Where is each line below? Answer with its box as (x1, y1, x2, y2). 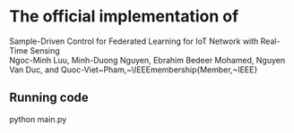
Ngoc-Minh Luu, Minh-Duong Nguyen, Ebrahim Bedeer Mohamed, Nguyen (9, 54, 285, 65)
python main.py (9, 113, 67, 124)
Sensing (30, 45, 60, 55)
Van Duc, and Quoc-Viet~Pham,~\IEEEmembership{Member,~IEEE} (9, 64, 258, 75)
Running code (9, 90, 90, 105)
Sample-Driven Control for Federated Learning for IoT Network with (9, 36, 259, 46)
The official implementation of (9, 6, 239, 27)
